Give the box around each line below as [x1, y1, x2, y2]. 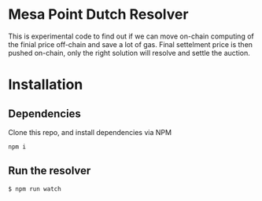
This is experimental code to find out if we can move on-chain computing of [8, 31, 254, 41]
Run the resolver [8, 164, 91, 177]
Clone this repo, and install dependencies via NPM [8, 127, 172, 137]
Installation [8, 76, 83, 93]
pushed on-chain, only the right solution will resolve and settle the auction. [8, 48, 250, 57]
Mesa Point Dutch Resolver [8, 5, 189, 24]
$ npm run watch [8, 185, 61, 193]
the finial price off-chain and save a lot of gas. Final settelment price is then [8, 39, 253, 49]
